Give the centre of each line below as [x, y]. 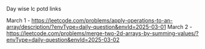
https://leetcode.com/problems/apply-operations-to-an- [102, 20]
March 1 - [18, 20]
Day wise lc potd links [34, 9]
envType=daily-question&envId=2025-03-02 [63, 40]
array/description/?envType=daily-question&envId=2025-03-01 [86, 27]
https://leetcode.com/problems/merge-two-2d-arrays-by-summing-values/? [103, 33]
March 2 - [180, 27]
